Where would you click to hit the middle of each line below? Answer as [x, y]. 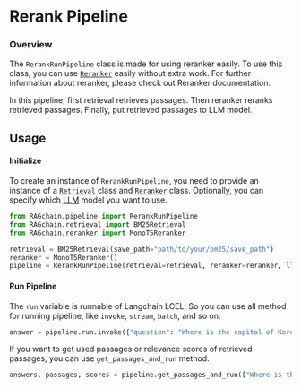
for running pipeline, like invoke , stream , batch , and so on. [115, 315]
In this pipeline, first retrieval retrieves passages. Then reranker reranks [141, 100]
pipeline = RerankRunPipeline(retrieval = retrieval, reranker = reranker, [146, 266]
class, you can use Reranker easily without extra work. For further [130, 73]
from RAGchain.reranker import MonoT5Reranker [98, 233]
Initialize [26, 161]
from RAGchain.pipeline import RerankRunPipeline [104, 217]
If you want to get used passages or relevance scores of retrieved [131, 349]
